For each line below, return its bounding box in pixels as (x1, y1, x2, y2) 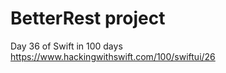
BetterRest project (10, 7, 166, 30)
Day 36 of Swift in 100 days (10, 40, 123, 52)
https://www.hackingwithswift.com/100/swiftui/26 (10, 50, 216, 62)
